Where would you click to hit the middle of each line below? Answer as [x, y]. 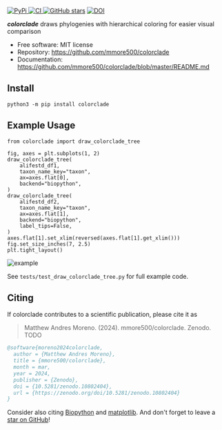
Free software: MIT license [55, 45]
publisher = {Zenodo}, [46, 380]
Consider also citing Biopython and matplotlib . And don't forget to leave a [111, 412]
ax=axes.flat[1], [44, 214]
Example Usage [41, 125]
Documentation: [40, 59]
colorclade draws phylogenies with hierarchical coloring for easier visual [111, 24]
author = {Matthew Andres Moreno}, [64, 354]
